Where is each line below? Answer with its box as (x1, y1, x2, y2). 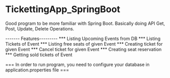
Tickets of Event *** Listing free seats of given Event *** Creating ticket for (5, 41, 163, 47)
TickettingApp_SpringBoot (5, 4, 121, 15)
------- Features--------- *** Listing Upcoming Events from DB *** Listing (5, 35, 161, 42)
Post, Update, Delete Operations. (5, 25, 75, 31)
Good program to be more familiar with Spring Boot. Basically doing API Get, (5, 20, 165, 26)
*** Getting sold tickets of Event (5, 52, 73, 58)
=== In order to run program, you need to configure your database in (5, 61, 150, 67)
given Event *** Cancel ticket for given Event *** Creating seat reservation (5, 46, 162, 52)
